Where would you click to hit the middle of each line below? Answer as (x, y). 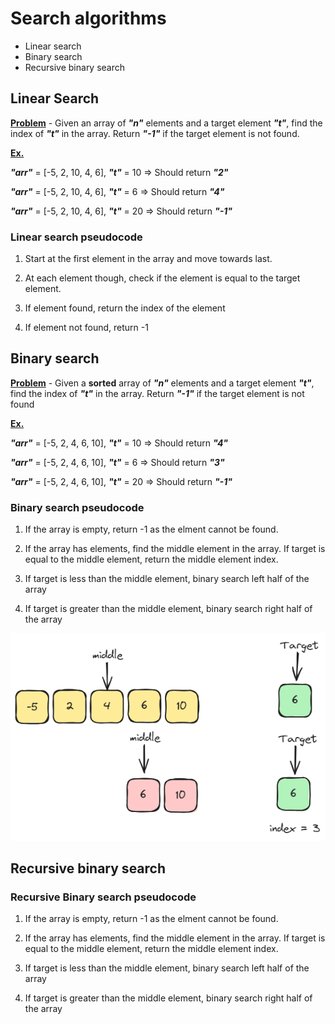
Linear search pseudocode (76, 237)
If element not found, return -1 (86, 328)
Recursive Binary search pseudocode (103, 897)
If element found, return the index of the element (125, 308)
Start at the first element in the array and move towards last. (148, 259)
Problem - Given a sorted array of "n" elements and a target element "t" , (162, 383)
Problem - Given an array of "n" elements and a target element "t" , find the (166, 123)
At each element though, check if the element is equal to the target (162, 278)
